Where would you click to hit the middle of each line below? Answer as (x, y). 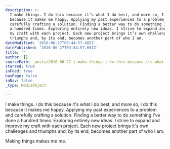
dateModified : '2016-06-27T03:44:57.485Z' (51, 43)
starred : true (20, 66)
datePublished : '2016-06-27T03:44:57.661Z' (52, 48)
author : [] (17, 57)
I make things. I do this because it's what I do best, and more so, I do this (81, 104)
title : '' (16, 52)
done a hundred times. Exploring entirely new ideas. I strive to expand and (83, 120)
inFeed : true (19, 71)
